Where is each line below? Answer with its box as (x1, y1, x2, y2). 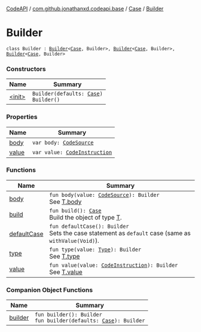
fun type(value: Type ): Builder (49, 246, 142, 253)
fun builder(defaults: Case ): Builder (35, 317, 145, 324)
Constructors (6, 65, 46, 73)
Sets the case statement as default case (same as (49, 229, 191, 237)
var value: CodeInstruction (32, 149, 112, 156)
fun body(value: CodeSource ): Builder (49, 191, 160, 198)
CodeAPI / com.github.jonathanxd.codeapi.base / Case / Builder (6, 5, 164, 12)
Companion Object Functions (6, 285, 93, 294)
